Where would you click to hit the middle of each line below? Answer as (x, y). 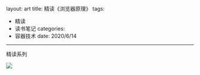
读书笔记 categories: (40, 29)
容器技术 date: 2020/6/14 (46, 36)
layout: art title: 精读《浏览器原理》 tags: (56, 9)
